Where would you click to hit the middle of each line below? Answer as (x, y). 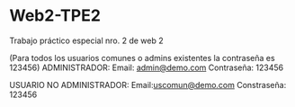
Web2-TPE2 (55, 16)
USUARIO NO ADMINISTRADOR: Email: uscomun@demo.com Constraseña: (148, 85)
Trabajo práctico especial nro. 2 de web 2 (86, 40)
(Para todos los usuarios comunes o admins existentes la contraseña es (143, 58)
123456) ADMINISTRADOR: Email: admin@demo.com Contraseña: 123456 (147, 67)
